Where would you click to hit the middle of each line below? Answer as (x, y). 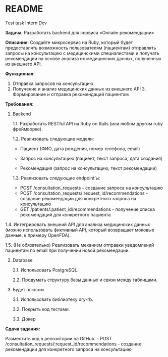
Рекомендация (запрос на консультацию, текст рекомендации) (89, 168)
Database (22, 260)
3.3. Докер (24, 319)
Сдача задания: (23, 329)
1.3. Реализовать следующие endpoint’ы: (56, 178)
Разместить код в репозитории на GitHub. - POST (59, 338)
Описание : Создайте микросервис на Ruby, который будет (69, 42)
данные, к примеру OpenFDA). (38, 235)
